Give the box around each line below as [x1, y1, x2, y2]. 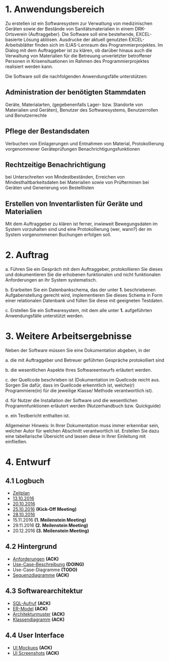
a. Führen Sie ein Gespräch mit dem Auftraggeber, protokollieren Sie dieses [5, 266, 163, 272]
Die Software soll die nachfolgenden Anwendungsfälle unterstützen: [5, 73, 148, 79]
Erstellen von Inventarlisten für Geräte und [5, 199, 143, 208]
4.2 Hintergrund [5, 542, 57, 551]
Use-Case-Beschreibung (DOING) [12, 561, 85, 567]
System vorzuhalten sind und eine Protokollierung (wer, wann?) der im [5, 226, 152, 232]
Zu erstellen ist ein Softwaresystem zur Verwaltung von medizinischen [5, 20, 153, 26]
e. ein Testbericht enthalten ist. [5, 412, 70, 419]
